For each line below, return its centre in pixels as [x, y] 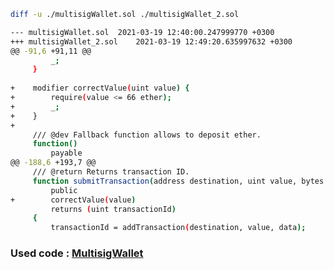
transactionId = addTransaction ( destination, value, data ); [178, 228]
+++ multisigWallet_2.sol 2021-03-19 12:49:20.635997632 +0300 [151, 41]
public [64, 190]
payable [66, 153]
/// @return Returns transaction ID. [111, 172]
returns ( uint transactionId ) [113, 209]
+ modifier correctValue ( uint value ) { [100, 88]
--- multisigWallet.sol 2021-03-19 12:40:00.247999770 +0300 [142, 32]
